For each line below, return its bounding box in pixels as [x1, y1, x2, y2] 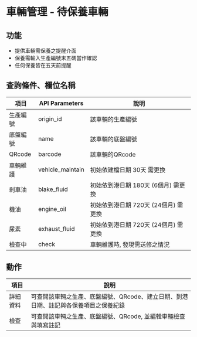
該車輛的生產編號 [90, 115, 138, 123]
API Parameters [39, 99, 84, 107]
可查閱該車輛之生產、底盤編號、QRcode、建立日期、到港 [30, 292, 188, 301]
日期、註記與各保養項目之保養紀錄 [30, 301, 125, 309]
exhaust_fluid [38, 224, 75, 233]
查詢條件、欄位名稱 [6, 80, 76, 91]
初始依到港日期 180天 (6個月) [90, 181, 172, 189]
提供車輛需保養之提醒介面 [14, 47, 77, 54]
